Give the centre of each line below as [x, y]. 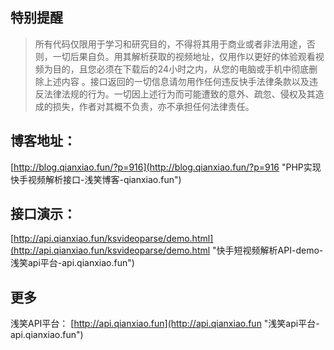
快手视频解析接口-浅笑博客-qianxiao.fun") [96, 179]
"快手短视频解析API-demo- [268, 250]
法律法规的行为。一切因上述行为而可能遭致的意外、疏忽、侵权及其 [179, 94]
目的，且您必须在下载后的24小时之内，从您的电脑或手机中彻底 [181, 69]
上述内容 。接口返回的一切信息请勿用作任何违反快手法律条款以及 [176, 81]
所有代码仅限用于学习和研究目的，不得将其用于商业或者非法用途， [170, 44]
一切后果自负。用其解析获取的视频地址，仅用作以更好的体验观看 [184, 56]
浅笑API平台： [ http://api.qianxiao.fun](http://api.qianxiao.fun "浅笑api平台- [165, 324]
